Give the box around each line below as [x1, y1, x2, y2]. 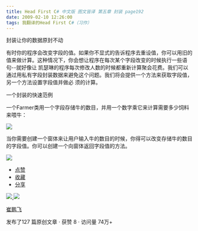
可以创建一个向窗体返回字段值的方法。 [37, 143, 131, 150]
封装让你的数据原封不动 [6, 37, 63, 44]
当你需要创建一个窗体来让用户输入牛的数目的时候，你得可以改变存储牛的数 [6, 135, 187, 142]
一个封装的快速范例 [6, 91, 53, 98]
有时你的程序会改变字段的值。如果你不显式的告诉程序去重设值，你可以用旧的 [6, 49, 193, 56]
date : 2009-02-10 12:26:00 [6, 14, 73, 20]
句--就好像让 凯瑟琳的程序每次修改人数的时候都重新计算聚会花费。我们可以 [6, 64, 189, 71]
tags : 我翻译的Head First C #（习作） [6, 20, 92, 25]
